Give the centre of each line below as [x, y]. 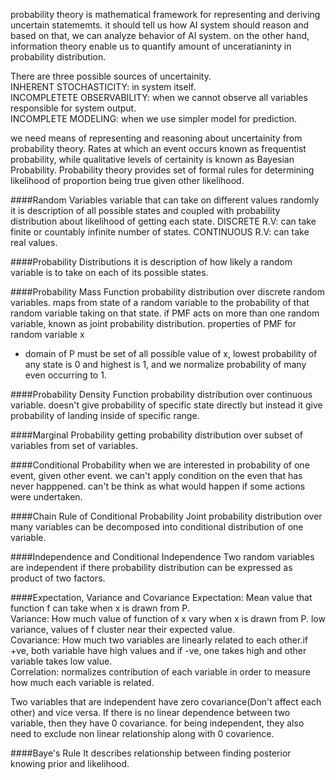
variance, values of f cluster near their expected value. [123, 629]
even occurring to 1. [65, 375]
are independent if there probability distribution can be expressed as [151, 567]
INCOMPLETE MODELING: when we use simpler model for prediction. [154, 118]
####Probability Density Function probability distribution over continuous [161, 394]
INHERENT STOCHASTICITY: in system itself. [103, 87]
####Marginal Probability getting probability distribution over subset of [156, 435]
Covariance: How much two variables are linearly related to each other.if [159, 640]
